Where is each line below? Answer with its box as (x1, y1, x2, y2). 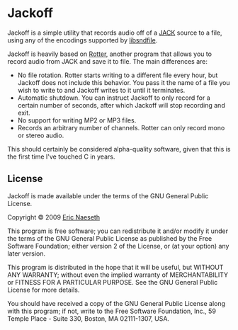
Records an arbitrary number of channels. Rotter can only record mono (17, 123, 225, 132)
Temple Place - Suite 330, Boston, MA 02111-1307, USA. (7, 314, 170, 323)
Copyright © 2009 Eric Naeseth (7, 212, 101, 221)
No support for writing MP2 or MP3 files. (17, 115, 137, 125)
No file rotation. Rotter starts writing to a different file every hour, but (17, 71, 218, 79)
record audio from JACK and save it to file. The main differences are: (7, 57, 208, 65)
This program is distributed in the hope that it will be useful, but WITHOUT (7, 263, 224, 271)
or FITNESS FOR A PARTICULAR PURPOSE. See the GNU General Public (7, 278, 218, 286)
